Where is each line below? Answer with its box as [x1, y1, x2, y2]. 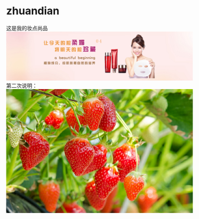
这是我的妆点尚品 [6, 24, 48, 31]
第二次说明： [6, 82, 37, 89]
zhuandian [6, 4, 60, 18]
